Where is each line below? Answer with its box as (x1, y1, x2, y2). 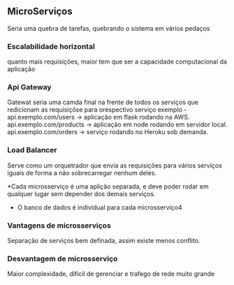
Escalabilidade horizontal (7, 41, 96, 51)
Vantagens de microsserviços (7, 220, 112, 230)
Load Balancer (7, 145, 57, 155)
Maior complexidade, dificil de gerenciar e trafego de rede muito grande (7, 270, 215, 278)
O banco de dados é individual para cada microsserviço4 (17, 203, 183, 212)
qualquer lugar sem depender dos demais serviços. (7, 189, 156, 198)
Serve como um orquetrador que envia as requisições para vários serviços (7, 161, 222, 170)
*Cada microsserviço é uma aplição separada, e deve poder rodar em (7, 182, 209, 191)
